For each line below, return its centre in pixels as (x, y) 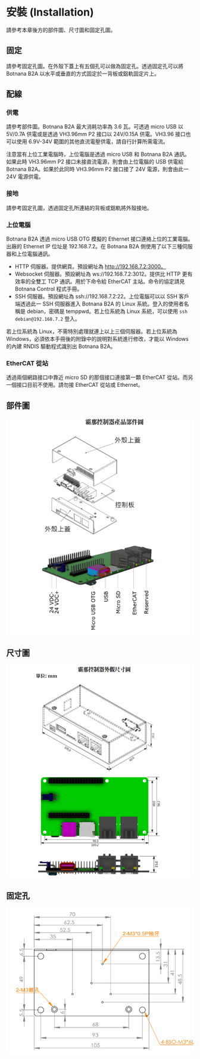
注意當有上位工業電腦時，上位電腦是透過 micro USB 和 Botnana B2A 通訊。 (98, 154)
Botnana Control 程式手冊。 (49, 289)
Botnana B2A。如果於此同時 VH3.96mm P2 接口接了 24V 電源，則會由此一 (98, 169)
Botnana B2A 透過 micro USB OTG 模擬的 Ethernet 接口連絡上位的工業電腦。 (100, 239)
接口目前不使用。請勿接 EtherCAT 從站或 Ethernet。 (80, 385)
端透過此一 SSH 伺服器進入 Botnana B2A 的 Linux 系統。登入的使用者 (99, 304)
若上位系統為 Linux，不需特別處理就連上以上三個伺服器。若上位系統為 (92, 331)
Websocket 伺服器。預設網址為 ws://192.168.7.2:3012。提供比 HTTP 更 (101, 274)
